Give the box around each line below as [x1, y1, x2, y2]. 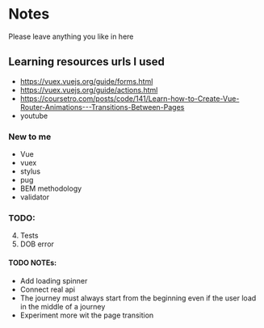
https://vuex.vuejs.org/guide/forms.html [19, 76, 153, 86]
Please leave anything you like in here [8, 32, 134, 41]
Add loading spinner [19, 275, 88, 285]
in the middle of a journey [19, 301, 106, 311]
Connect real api [19, 284, 75, 294]
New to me [8, 131, 52, 142]
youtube [19, 111, 48, 120]
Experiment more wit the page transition [19, 310, 154, 320]
